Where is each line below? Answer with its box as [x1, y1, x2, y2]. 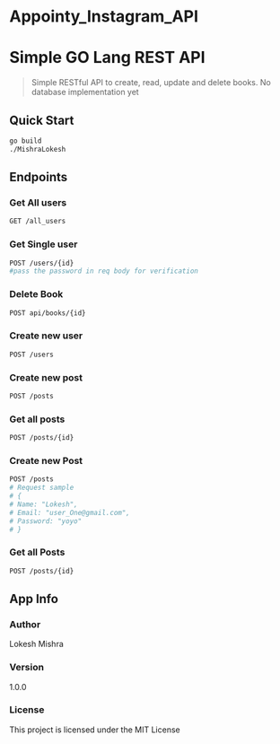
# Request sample [9, 483, 74, 493]
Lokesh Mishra [9, 639, 65, 650]
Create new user [9, 329, 83, 342]
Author [9, 617, 41, 630]
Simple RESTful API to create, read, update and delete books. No [31, 77, 271, 88]
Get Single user [9, 238, 78, 250]
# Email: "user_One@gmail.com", [9, 508, 130, 517]
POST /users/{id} [9, 258, 74, 267]
